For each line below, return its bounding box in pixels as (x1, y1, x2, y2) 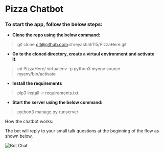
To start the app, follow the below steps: (5, 21, 103, 28)
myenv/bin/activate (17, 71, 56, 77)
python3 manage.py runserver (17, 109, 79, 115)
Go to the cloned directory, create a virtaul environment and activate (12, 51, 155, 57)
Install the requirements (12, 80, 62, 86)
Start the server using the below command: (12, 100, 103, 105)
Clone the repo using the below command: (12, 32, 100, 38)
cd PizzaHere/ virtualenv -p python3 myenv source (17, 66, 120, 72)
